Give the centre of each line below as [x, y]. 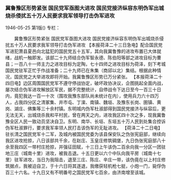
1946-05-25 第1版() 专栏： [33, 28]
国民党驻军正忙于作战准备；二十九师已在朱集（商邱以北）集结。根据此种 [81, 70]
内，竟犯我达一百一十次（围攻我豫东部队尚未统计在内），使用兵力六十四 [80, 96]
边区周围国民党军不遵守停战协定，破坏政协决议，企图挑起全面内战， [94, 83]
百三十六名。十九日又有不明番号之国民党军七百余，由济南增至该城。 [77, 172]
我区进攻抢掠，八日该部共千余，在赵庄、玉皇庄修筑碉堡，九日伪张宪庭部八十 [85, 141]
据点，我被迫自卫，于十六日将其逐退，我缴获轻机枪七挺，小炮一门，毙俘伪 [88, 166]
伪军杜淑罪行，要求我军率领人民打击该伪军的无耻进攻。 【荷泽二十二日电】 [84, 128]
